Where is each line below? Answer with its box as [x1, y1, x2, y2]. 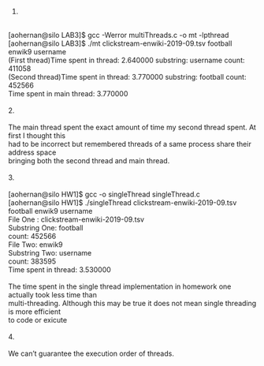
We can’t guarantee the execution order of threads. [8, 349, 175, 358]
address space [8, 148, 57, 157]
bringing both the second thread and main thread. [8, 156, 170, 165]
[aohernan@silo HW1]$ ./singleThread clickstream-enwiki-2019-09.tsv [8, 198, 237, 207]
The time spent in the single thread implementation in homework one [8, 282, 232, 291]
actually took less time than [8, 290, 97, 299]
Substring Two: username [8, 248, 92, 257]
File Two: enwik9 [8, 240, 63, 249]
